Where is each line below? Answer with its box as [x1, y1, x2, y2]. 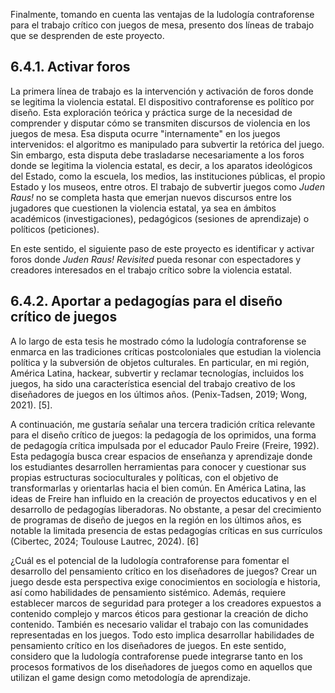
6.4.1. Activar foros [10, 59, 131, 76]
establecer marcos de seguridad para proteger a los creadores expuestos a [10, 597, 322, 609]
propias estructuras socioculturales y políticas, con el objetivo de [10, 471, 279, 483]
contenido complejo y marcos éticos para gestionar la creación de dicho [10, 607, 309, 619]
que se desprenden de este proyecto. [10, 30, 165, 41]
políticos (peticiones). [10, 223, 100, 235]
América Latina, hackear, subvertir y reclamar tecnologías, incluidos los [10, 367, 305, 379]
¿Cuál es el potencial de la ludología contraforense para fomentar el [10, 554, 290, 566]
